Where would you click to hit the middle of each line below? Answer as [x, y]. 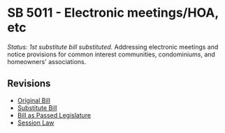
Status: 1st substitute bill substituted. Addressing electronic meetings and [113, 47]
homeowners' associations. [47, 61]
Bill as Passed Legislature [54, 115]
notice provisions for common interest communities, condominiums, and [111, 54]
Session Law [36, 123]
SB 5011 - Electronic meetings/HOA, [113, 13]
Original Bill [34, 100]
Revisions [29, 84]
